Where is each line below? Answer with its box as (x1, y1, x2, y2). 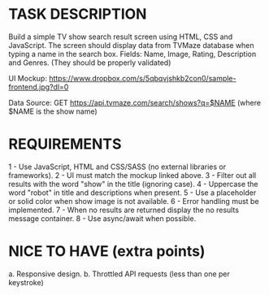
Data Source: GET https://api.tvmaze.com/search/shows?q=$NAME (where (8, 98, 262, 107)
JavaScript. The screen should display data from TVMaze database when (8, 40, 254, 50)
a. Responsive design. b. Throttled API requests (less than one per (8, 269, 230, 279)
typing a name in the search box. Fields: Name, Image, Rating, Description (8, 49, 257, 59)
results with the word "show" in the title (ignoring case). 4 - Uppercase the (8, 179, 258, 189)
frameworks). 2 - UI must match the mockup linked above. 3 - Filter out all (8, 170, 257, 180)
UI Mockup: (8, 73, 47, 83)
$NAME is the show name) (8, 106, 98, 116)
